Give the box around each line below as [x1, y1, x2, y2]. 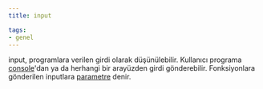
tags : [8, 25, 26, 34]
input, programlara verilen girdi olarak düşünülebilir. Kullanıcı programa [8, 55, 242, 64]
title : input [8, 11, 52, 20]
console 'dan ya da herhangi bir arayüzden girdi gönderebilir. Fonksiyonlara [8, 64, 255, 73]
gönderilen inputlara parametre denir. [8, 72, 131, 82]
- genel [8, 33, 34, 41]
